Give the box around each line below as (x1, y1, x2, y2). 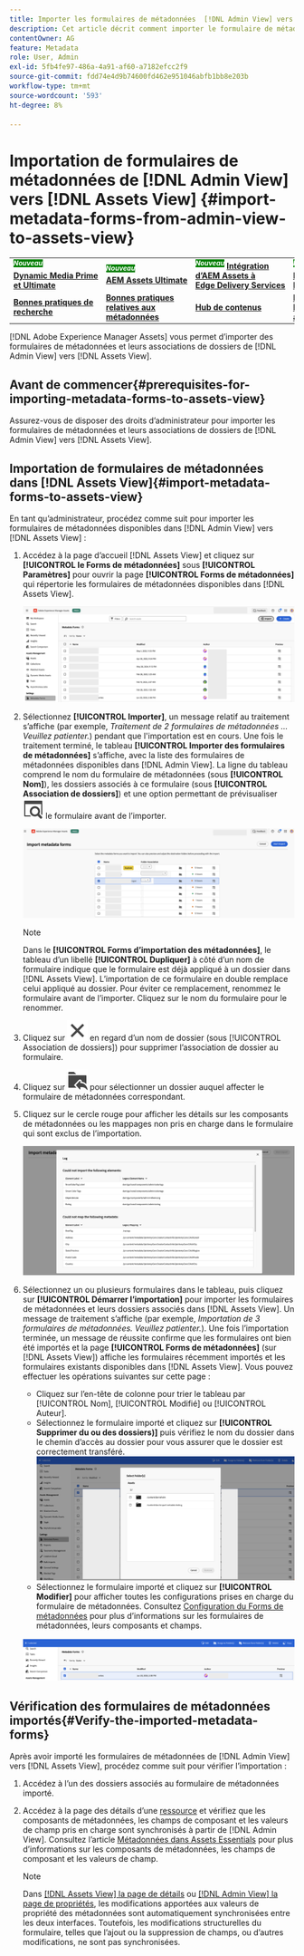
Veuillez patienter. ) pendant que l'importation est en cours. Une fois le (22, 730, 284, 741)
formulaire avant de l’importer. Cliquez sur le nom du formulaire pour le (22, 993, 288, 1004)
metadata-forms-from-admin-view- (9, 208, 287, 228)
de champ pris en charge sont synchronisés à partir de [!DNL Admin (22, 1824, 278, 1835)
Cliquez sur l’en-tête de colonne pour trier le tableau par (35, 1388, 246, 1399)
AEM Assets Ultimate (105, 275, 188, 285)
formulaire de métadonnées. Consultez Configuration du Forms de (35, 1600, 284, 1612)
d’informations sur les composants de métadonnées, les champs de (22, 1844, 276, 1855)
